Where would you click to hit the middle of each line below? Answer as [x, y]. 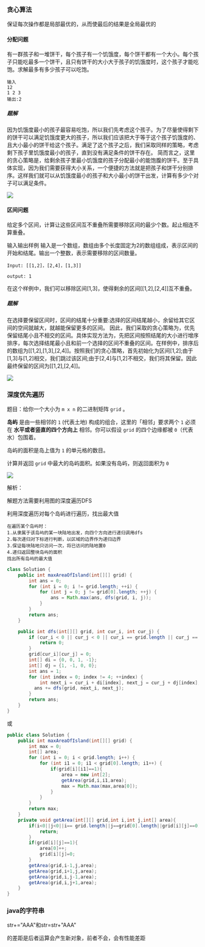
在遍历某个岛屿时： [27, 526]
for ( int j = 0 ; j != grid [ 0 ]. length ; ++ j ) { [98, 592]
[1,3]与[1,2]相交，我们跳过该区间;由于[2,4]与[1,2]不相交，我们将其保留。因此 [102, 358]
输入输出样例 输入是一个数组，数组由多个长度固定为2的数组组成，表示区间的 [102, 245]
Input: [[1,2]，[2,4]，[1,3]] [44, 266]
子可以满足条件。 [28, 183]
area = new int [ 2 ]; [86, 775]
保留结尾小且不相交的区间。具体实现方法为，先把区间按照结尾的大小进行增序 [103, 335]
